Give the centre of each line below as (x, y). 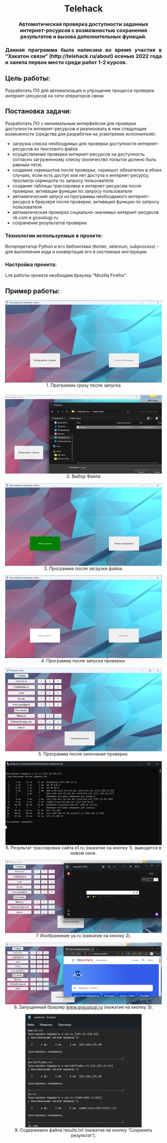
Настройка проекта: (31, 264)
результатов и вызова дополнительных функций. (83, 37)
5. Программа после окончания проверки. (83, 754)
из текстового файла (56, 149)
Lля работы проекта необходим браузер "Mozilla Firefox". (66, 275)
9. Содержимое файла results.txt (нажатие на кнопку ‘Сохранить (83, 1130)
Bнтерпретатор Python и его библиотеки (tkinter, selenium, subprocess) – (82, 246)
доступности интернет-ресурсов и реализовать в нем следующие (76, 128)
